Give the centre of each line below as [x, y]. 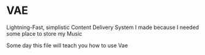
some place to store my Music [44, 33]
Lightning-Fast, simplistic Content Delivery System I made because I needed [103, 27]
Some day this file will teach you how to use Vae [67, 45]
